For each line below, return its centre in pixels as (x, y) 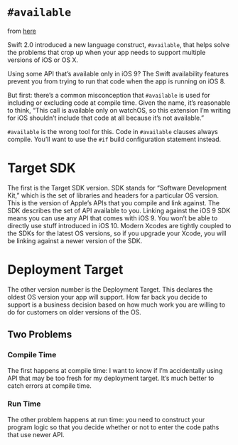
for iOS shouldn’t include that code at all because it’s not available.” (106, 118)
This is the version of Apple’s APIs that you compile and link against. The (114, 203)
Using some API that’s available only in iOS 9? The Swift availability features (118, 73)
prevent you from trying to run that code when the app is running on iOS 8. (117, 81)
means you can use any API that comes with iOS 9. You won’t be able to (113, 218)
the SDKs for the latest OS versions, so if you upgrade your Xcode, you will (117, 233)
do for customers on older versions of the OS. (75, 312)
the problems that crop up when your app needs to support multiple (107, 52)
